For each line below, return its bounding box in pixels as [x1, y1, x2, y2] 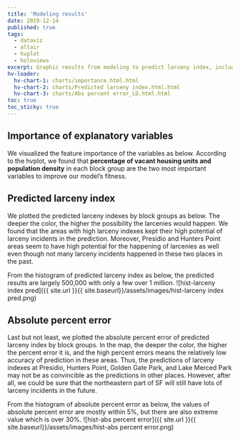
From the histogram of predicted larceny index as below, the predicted [7, 271, 214, 279]
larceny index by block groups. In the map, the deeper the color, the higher [7, 341, 228, 349]
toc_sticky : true [7, 104, 59, 111]
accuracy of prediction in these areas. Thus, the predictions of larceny [7, 356, 214, 364]
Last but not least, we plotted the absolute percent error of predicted [7, 333, 209, 342]
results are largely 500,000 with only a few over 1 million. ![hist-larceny [7, 278, 216, 287]
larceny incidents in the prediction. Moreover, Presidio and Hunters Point [7, 234, 221, 243]
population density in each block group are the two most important [7, 164, 206, 172]
